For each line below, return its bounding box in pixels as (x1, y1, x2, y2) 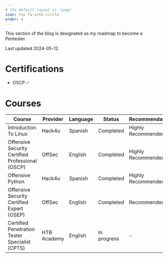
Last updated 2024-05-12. (5, 46, 60, 52)
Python (7, 178, 25, 185)
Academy (41, 235, 64, 242)
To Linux (7, 131, 28, 138)
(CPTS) (7, 244, 25, 251)
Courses (5, 97, 41, 109)
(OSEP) (7, 211, 25, 218)
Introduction (7, 124, 36, 131)
